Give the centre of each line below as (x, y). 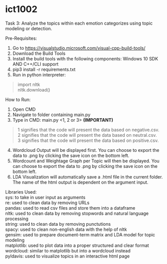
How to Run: (18, 100)
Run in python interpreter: (39, 74)
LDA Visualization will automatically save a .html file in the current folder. (88, 177)
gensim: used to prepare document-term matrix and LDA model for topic (80, 234)
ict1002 (21, 9)
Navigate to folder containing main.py (51, 115)
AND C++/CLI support (35, 64)
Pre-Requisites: (21, 38)
